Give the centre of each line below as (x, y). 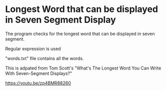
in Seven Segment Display (60, 20)
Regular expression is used (33, 48)
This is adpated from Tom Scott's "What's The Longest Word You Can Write (83, 68)
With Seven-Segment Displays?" (39, 73)
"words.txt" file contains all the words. (44, 58)
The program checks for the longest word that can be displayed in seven (80, 33)
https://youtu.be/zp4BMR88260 (38, 83)
